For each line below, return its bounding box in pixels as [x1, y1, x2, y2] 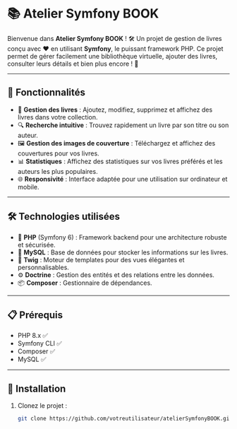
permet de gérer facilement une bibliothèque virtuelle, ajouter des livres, [7, 52, 218, 60]
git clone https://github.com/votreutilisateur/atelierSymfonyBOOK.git [17, 415, 233, 423]
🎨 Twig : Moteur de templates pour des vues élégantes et [17, 255, 185, 264]
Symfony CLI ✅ [17, 339, 62, 348]
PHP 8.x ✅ [17, 331, 48, 340]
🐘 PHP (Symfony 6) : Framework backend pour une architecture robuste [17, 233, 227, 241]
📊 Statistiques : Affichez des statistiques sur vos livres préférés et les [17, 157, 224, 165]
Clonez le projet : [17, 401, 68, 410]
